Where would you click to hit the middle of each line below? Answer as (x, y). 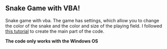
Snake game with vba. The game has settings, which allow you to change (82, 20)
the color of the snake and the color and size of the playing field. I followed (84, 26)
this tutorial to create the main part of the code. (55, 31)
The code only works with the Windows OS (52, 41)
